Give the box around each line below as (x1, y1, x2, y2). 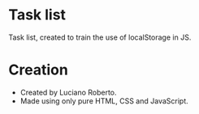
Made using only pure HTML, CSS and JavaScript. (19, 95, 188, 106)
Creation (8, 61, 69, 79)
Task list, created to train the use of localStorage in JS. (8, 32, 192, 42)
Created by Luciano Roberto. (19, 87, 117, 97)
